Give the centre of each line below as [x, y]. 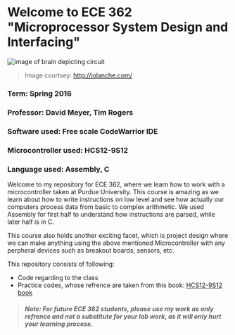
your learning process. [59, 324]
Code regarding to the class [58, 277]
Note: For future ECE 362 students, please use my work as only [119, 309]
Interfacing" [44, 42]
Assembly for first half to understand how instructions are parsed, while [112, 214]
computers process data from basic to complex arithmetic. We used [106, 207]
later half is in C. [31, 222]
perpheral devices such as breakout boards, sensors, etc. [91, 250]
